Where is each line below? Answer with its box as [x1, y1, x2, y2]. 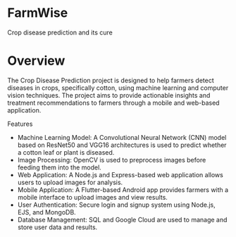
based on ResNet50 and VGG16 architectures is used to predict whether [17, 141, 227, 149]
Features [7, 120, 33, 128]
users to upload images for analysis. [17, 178, 123, 186]
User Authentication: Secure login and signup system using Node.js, [17, 200, 216, 209]
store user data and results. [17, 223, 98, 231]
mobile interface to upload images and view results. [17, 193, 168, 201]
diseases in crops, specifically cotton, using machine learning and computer [7, 83, 229, 92]
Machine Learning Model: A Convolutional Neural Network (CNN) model [17, 133, 227, 141]
